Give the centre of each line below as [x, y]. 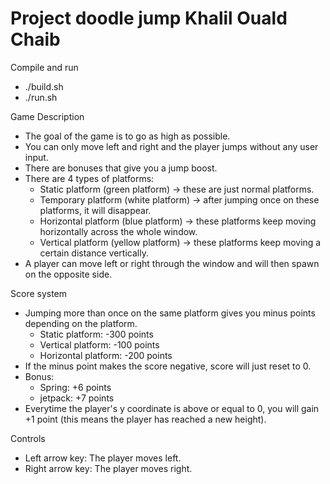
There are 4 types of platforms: [89, 178]
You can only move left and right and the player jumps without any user [171, 146]
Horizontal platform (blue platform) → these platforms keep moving [178, 221]
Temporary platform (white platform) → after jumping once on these [179, 199]
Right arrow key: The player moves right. [108, 468]
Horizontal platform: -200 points [106, 355]
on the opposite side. [68, 274]
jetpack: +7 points [77, 398]
